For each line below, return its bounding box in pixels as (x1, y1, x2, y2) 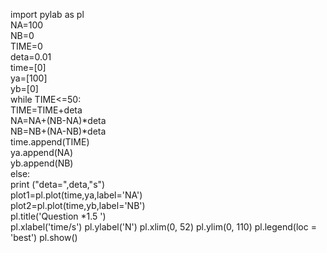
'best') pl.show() (10, 232, 78, 243)
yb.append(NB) (10, 157, 74, 169)
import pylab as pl (10, 9, 85, 20)
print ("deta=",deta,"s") (10, 179, 106, 190)
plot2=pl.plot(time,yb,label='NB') (10, 200, 146, 211)
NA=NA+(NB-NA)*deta (10, 115, 107, 126)
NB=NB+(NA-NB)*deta (10, 125, 107, 137)
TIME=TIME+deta (10, 104, 83, 116)
